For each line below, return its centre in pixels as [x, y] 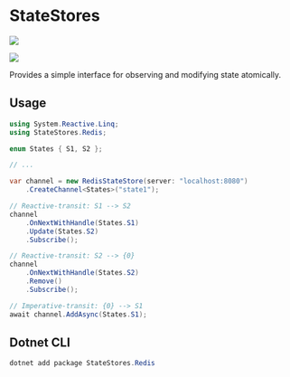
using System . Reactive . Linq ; [64, 124]
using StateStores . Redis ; [58, 132]
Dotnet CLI [40, 342]
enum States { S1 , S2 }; [56, 149]
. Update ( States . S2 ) [62, 231]
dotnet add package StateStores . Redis [82, 363]
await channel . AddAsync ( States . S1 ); [78, 314]
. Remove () [44, 281]
